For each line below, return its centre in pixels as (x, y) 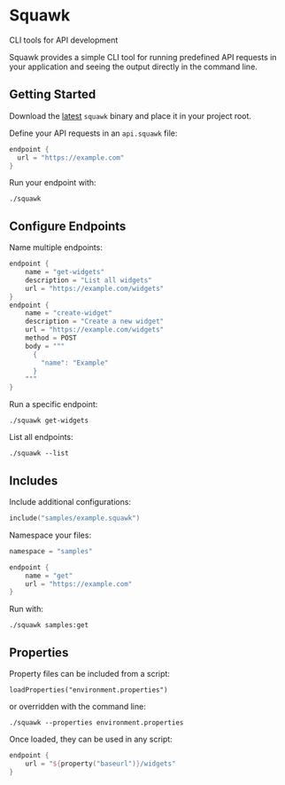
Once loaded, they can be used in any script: (91, 739)
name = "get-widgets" (65, 272)
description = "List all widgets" (89, 280)
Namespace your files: (50, 535)
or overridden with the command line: (77, 707)
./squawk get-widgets (49, 421)
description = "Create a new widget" (95, 322)
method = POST (51, 338)
